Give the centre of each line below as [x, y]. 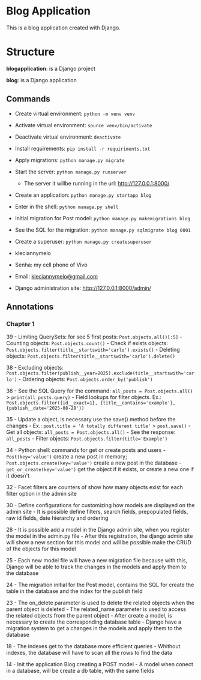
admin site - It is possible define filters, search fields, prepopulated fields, [97, 512]
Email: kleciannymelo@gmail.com [56, 276]
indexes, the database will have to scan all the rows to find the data [89, 653]
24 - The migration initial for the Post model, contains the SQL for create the [100, 585]
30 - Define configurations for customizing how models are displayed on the [100, 505]
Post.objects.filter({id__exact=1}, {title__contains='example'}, [91, 403]
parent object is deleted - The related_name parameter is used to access [96, 609]
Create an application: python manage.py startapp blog [83, 195]
